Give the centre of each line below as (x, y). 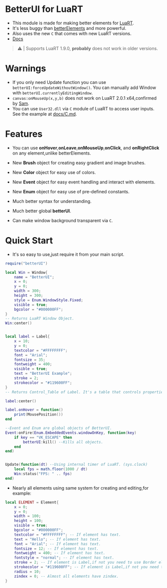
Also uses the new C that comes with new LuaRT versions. (72, 33)
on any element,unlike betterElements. (51, 153)
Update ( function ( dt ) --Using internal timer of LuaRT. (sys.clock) (77, 465)
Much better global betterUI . (42, 211)
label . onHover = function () (34, 410)
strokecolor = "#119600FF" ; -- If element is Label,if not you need (86, 567)
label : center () (21, 401)
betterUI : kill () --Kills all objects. (63, 442)
